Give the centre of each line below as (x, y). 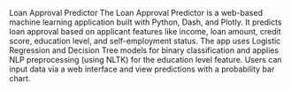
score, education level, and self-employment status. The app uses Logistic (145, 41)
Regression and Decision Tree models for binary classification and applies (144, 50)
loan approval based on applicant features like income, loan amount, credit (145, 31)
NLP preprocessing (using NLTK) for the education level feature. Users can (145, 60)
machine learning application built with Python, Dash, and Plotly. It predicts (145, 22)
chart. (20, 78)
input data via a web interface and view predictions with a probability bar (142, 69)
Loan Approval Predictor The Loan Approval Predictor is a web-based (136, 13)
